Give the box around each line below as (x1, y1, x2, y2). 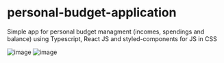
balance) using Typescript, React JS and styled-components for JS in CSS (7, 34, 218, 42)
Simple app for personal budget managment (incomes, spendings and (7, 27, 205, 36)
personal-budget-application (7, 5, 177, 21)
